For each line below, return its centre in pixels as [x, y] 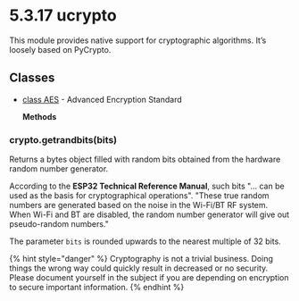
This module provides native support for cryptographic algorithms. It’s [138, 40]
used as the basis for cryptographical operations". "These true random [139, 196]
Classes [32, 78]
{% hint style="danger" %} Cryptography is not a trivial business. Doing [141, 259]
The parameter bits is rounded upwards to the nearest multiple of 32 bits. [145, 241]
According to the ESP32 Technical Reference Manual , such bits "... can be [147, 186]
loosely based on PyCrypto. [60, 49]
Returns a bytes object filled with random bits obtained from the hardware [145, 159]
